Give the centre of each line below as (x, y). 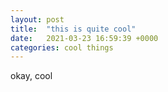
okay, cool (31, 76)
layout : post (37, 19)
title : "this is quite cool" (73, 29)
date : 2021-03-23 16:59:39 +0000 (84, 38)
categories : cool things (62, 47)
